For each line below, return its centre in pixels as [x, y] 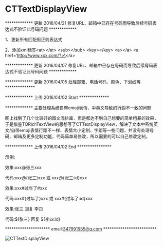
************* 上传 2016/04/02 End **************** [58, 147]
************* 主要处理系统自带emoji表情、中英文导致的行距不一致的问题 [78, 108]
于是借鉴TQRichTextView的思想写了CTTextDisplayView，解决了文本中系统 [79, 124]
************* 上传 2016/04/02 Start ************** [57, 97]
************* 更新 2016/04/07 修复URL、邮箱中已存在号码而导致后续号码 [79, 65]
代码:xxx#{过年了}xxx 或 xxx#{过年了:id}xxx [49, 198]
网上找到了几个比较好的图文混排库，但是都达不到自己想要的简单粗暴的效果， [82, 118]
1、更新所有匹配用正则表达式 [34, 39]
